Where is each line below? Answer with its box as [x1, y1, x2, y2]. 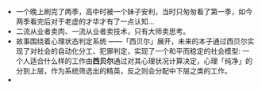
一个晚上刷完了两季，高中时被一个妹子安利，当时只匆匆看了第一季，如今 [15, 7, 252, 16]
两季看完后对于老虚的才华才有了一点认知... [15, 17, 155, 26]
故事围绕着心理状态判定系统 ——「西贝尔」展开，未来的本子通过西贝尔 [15, 36, 248, 46]
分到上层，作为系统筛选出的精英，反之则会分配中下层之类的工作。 [15, 66, 232, 75]
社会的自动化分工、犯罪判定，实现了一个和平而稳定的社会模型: [37, 47, 241, 55]
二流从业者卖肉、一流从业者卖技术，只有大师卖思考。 [15, 27, 191, 36]
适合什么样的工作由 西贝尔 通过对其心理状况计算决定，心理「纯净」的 [29, 56, 252, 66]
